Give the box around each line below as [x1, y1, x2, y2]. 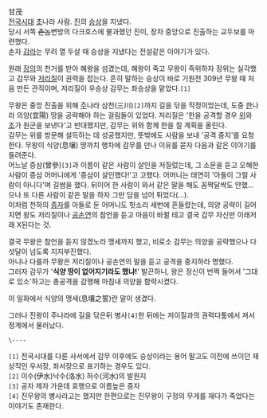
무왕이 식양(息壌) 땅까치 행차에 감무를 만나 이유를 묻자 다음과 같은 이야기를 [25, 140, 257, 150]
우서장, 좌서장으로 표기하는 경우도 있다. [29, 361, 151, 370]
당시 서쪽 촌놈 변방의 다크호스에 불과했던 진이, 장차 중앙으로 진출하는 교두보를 [8, 27, 247, 36]
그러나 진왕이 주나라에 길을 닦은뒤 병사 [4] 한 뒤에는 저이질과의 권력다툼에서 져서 [8, 311, 255, 320]
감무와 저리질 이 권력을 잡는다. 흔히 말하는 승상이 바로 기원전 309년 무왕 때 [16, 74, 246, 83]
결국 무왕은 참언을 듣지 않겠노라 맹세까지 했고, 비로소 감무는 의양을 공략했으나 [8, 237, 249, 246]
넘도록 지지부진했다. [29, 247, 92, 256]
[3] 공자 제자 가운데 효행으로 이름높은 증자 [8, 381, 141, 390]
